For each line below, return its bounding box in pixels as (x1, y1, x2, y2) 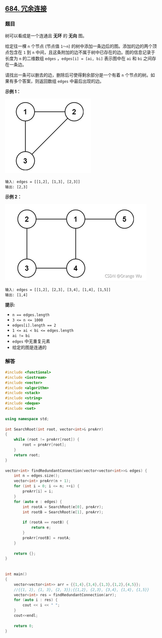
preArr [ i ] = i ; (22, 489, 54, 494)
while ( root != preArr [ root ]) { (14, 437, 80, 442)
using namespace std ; (5, 416, 49, 421)
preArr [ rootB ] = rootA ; (22, 535, 71, 540)
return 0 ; (14, 623, 34, 628)
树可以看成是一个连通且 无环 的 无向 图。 (5, 32, 87, 38)
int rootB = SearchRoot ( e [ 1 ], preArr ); (22, 509, 104, 514)
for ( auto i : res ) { (14, 598, 58, 603)
